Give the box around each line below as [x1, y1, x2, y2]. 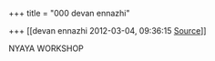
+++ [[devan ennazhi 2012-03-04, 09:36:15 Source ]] [8, 25, 207, 36]
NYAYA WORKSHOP [8, 43, 84, 54]
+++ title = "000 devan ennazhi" [8, 8, 130, 18]
